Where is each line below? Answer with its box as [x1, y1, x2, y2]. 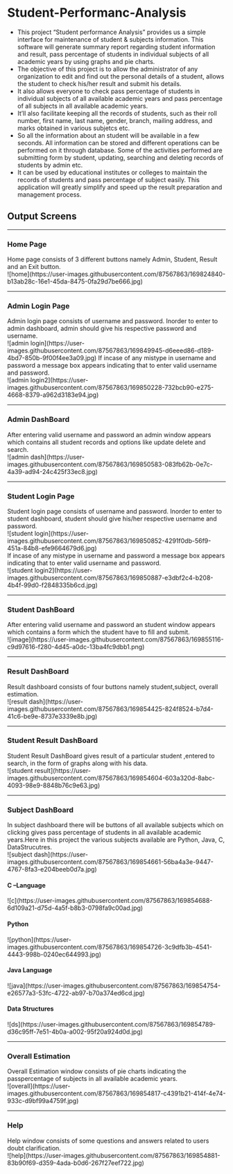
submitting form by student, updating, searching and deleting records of [17, 153, 224, 161]
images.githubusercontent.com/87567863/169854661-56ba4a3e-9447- [7, 858, 214, 866]
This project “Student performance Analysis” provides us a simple [17, 28, 206, 36]
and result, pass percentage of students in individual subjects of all [17, 50, 209, 58]
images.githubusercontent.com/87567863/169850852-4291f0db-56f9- [7, 537, 212, 545]
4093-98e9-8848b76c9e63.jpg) [7, 781, 101, 790]
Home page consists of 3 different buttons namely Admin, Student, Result [7, 255, 218, 263]
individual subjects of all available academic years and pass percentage [17, 94, 223, 102]
